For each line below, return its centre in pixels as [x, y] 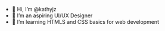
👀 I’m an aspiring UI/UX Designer [52, 15]
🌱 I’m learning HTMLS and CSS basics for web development [85, 22]
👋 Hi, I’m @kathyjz [34, 9]
